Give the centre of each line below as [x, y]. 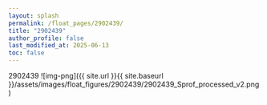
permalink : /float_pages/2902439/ [66, 23]
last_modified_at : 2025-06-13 [59, 46]
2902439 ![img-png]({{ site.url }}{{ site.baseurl [86, 76]
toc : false [26, 53]
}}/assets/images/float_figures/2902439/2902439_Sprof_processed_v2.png [134, 84]
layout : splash [34, 16]
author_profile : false [46, 38]
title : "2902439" [37, 30]
